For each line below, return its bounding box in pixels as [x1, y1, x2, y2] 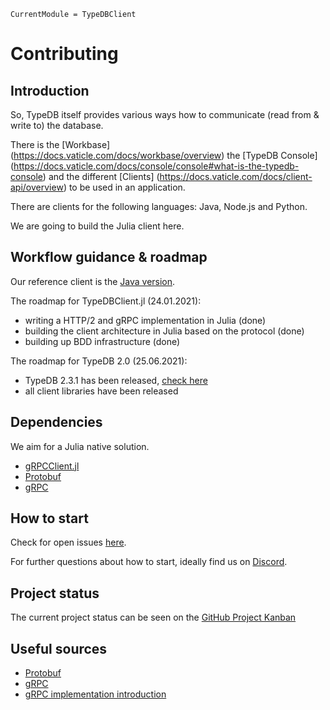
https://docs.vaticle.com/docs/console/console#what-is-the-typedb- [13, 160, 300, 172]
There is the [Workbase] [10, 139, 111, 150]
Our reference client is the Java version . [10, 275, 176, 287]
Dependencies [10, 414, 103, 431]
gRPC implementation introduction [24, 688, 167, 700]
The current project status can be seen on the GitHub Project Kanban [10, 611, 297, 624]
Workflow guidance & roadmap [10, 249, 208, 266]
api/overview [10, 181, 64, 193]
